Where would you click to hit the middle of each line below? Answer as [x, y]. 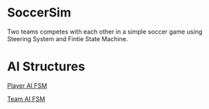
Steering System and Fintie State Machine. [68, 38]
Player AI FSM [27, 85]
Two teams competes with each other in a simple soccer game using [105, 32]
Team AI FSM [26, 99]
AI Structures [46, 67]
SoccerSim [39, 13]
